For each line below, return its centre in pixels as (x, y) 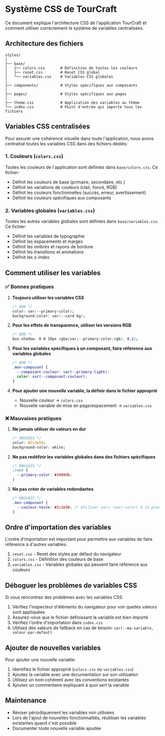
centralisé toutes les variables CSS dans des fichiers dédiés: (66, 143)
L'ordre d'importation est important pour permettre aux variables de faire (79, 539)
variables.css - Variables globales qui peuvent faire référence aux (80, 564)
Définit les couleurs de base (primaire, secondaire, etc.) (69, 182)
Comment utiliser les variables (53, 273)
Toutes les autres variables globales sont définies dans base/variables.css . (82, 222)
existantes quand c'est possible (44, 723)
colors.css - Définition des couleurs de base (58, 559)
